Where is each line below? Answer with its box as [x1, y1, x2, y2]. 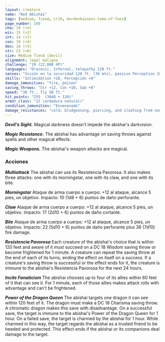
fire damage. [5, 230, 31, 236]
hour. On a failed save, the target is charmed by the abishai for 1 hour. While [5, 316, 159, 322]
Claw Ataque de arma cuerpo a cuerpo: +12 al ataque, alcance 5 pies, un [5, 204, 153, 210]
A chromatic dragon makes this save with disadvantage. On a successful [5, 305, 152, 311]
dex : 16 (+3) [5, 44, 32, 49]
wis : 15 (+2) [5, 30, 32, 35]
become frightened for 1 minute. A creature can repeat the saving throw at [5, 249, 156, 255]
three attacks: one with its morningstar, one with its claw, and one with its [5, 174, 154, 180]
